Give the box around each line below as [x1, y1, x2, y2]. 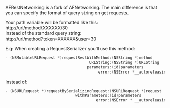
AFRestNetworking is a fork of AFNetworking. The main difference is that [5, 5, 158, 10]
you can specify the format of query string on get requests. [5, 10, 129, 16]
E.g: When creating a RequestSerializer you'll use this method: [5, 46, 135, 51]
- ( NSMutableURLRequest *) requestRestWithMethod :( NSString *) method [5, 55, 153, 60]
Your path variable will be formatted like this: [5, 20, 98, 25]
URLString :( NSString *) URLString [89, 60, 159, 65]
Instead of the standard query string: [5, 30, 82, 36]
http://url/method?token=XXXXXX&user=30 [5, 35, 97, 42]
